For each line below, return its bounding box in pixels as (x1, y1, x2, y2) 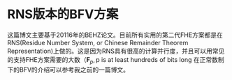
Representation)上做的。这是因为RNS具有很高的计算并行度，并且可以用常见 (7, 47, 225, 55)
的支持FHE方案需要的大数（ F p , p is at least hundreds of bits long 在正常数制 (7, 55, 225, 65)
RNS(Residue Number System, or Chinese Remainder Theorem (7, 38, 189, 47)
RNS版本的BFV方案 (7, 6, 119, 22)
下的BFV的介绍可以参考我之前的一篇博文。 (7, 65, 130, 74)
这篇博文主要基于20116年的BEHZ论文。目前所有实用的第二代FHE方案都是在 (7, 31, 224, 39)
